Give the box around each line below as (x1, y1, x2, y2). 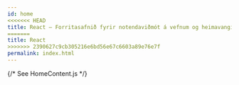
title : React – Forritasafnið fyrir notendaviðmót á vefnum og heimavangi (7, 23, 234, 30)
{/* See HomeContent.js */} (7, 69, 87, 78)
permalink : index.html (7, 50, 75, 57)
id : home (7, 10, 33, 18)
